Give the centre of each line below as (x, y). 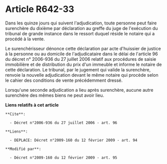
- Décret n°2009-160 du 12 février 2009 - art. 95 (63, 158)
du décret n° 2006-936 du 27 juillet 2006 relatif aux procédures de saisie (81, 59)
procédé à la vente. (25, 39)
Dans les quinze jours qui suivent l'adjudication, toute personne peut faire (81, 23)
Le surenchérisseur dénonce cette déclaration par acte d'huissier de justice (83, 48)
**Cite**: (15, 114)
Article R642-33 (40, 9)
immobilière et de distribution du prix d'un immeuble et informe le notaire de (83, 64)
